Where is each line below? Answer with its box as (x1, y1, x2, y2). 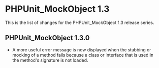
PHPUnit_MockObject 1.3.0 (5, 34, 90, 42)
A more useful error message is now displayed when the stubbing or (12, 46, 151, 52)
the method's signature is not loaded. (12, 57, 89, 63)
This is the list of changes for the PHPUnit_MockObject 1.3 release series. (5, 20, 154, 25)
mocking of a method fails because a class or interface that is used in (12, 52, 154, 58)
